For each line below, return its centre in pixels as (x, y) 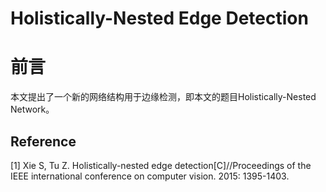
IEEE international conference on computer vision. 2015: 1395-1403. (150, 176)
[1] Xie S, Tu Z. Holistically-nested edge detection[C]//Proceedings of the (161, 165)
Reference (43, 141)
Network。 (32, 109)
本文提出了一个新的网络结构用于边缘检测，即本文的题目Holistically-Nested (163, 97)
